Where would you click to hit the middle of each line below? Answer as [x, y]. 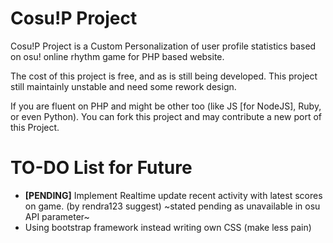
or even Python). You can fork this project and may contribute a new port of [166, 116]
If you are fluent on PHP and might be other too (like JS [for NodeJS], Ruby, [166, 106]
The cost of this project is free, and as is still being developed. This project [164, 76]
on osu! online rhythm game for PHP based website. [117, 56]
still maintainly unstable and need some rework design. [123, 86]
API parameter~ [57, 216]
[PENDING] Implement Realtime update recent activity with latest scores [173, 195]
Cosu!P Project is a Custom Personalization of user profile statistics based [163, 46]
